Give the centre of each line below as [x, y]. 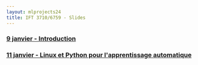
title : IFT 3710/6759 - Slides [46, 18]
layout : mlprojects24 [34, 12]
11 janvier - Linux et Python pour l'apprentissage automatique [99, 55]
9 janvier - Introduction [41, 39]
